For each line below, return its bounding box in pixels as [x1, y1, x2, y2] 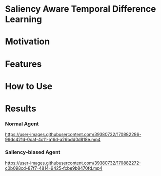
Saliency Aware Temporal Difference [5, 3, 156, 15]
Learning [5, 14, 42, 25]
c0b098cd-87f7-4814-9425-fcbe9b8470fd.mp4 [5, 165, 102, 171]
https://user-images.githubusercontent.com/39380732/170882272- [5, 160, 141, 166]
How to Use [5, 80, 53, 92]
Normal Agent [5, 120, 39, 127]
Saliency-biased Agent [5, 149, 60, 156]
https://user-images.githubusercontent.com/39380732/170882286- [5, 132, 141, 137]
